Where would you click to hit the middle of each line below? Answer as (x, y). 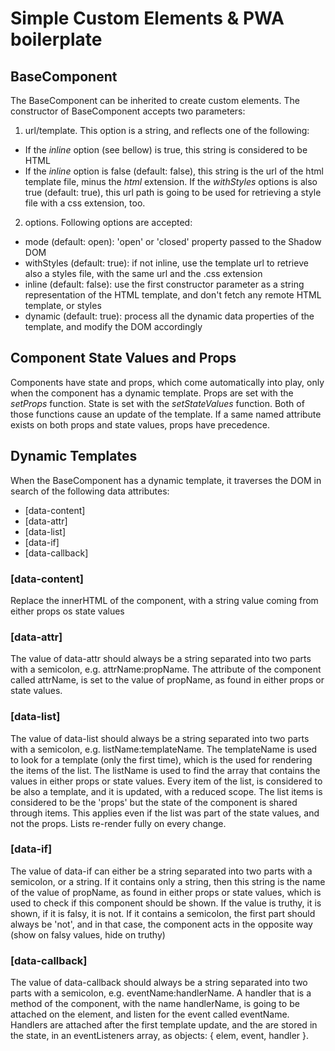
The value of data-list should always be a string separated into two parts (160, 738)
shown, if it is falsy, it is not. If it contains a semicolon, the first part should (163, 913)
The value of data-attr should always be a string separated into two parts (161, 659)
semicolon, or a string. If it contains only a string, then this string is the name (168, 881)
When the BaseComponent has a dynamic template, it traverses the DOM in (166, 480)
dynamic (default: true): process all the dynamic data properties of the (169, 316)
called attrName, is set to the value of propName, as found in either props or (167, 680)
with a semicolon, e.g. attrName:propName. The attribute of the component (166, 669)
